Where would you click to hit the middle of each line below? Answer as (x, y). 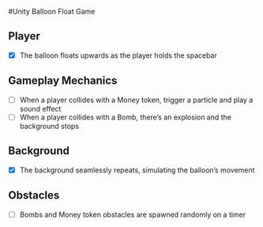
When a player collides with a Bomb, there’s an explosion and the (125, 117)
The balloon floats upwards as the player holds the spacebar (118, 55)
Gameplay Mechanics (63, 81)
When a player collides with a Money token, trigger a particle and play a (136, 100)
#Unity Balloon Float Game (52, 11)
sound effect (40, 108)
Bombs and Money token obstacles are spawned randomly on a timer (133, 214)
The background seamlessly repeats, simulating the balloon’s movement (137, 170)
